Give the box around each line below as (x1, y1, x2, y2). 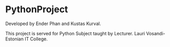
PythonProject (5, 4, 68, 15)
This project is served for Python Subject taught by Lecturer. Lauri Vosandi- (5, 30, 165, 36)
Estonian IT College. (5, 36, 48, 42)
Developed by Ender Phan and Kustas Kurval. (5, 20, 101, 27)
